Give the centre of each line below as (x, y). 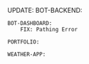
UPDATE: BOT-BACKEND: (45, 10)
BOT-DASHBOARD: (30, 23)
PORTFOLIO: (23, 42)
